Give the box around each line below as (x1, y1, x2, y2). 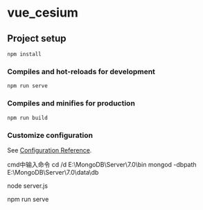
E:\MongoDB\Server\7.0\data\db (7, 168, 99, 176)
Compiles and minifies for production (7, 98, 135, 108)
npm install (7, 51, 42, 58)
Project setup (7, 33, 67, 44)
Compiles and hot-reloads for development (7, 67, 156, 76)
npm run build (7, 114, 48, 121)
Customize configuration (7, 130, 94, 140)
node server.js (7, 182, 48, 190)
